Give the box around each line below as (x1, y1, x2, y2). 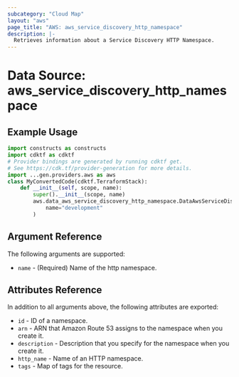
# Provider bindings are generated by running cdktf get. (7, 158, 183, 165)
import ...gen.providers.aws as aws (7, 171, 116, 179)
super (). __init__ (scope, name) (33, 191, 126, 198)
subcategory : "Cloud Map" (7, 10, 84, 18)
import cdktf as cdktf (7, 152, 75, 159)
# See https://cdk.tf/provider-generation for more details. (7, 164, 193, 171)
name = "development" (45, 204, 103, 211)
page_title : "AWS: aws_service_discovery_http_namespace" (7, 23, 183, 31)
